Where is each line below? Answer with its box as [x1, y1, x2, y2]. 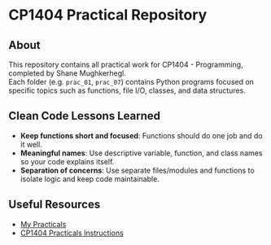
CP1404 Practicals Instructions [20, 228, 124, 238]
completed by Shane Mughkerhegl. [8, 68, 126, 78]
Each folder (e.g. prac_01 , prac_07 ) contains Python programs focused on [8, 77, 255, 86]
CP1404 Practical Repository [8, 6, 208, 24]
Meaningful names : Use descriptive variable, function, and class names [20, 148, 263, 158]
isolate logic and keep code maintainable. [20, 173, 160, 184]
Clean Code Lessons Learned [8, 109, 161, 123]
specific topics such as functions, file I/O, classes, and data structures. [8, 85, 246, 95]
